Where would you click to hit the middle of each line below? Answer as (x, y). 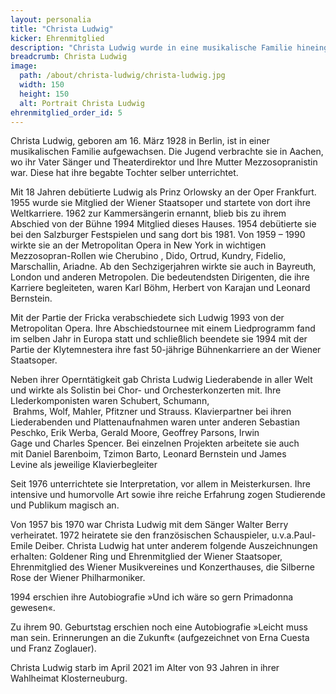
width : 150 (42, 85)
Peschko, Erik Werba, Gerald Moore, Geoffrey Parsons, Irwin (135, 433)
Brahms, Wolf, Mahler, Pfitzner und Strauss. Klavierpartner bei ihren (152, 412)
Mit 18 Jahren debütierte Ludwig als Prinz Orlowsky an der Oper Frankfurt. (163, 192)
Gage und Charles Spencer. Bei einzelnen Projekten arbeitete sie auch (155, 443)
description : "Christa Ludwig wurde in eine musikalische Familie (151, 47)
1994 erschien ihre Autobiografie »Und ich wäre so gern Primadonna (152, 597)
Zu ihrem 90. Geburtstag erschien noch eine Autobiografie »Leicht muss (159, 627)
